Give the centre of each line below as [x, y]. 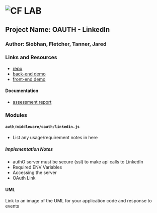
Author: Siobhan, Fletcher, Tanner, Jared [56, 44]
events [12, 206]
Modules [16, 115]
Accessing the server [34, 173]
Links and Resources [31, 57]
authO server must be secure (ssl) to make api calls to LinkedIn [78, 162]
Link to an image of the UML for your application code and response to [78, 201]
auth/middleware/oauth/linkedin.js [43, 126]
